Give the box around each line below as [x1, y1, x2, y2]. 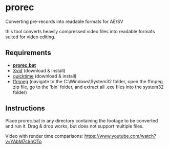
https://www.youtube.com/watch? [84, 133, 156, 139]
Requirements [5, 48, 51, 57]
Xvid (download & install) [12, 67, 66, 73]
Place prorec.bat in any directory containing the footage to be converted [5, 117, 158, 123]
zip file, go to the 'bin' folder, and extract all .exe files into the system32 [12, 84, 164, 90]
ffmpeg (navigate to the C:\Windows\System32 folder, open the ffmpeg [12, 78, 163, 84]
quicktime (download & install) [12, 73, 77, 79]
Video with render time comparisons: [5, 133, 83, 139]
